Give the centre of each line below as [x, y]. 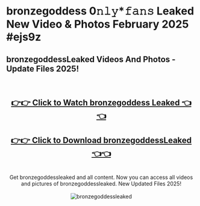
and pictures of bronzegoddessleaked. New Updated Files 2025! [101, 184]
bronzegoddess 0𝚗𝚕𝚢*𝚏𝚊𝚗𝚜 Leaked [100, 11]
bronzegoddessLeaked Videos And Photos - [91, 59]
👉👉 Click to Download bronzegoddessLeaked [101, 140]
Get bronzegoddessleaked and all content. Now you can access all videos [101, 177]
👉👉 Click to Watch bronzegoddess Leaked [95, 103]
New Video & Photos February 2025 [98, 24]
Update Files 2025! [43, 68]
